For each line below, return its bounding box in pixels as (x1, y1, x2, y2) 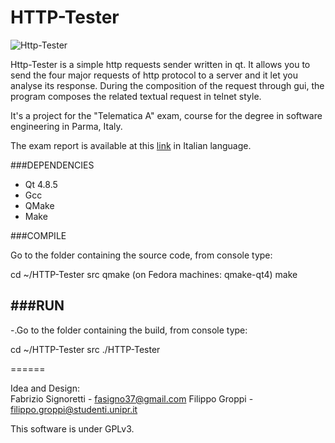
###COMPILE (10, 229, 67, 241)
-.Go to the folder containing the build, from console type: (10, 324, 248, 336)
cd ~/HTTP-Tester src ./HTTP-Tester (10, 343, 161, 355)
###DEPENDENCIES (10, 159, 95, 171)
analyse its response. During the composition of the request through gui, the (10, 79, 325, 91)
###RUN (10, 297, 65, 315)
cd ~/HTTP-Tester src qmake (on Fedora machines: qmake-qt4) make (10, 268, 298, 280)
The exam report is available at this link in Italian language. (10, 139, 252, 151)
